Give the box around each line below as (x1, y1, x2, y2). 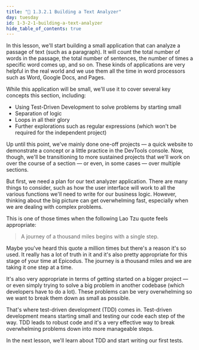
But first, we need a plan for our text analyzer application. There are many (6, 178, 188, 185)
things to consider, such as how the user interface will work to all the (6, 184, 175, 192)
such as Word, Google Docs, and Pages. (6, 74, 106, 81)
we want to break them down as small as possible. (6, 295, 130, 302)
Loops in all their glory (14, 116, 70, 124)
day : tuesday (6, 14, 39, 20)
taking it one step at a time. (6, 264, 74, 271)
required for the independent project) (14, 129, 107, 136)
